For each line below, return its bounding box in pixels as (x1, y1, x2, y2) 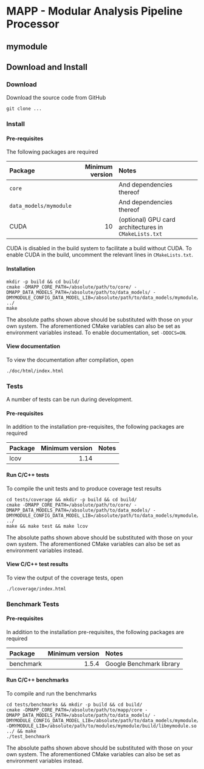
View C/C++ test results (6, 561, 69, 568)
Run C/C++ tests (6, 471, 50, 478)
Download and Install (6, 62, 88, 72)
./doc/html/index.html (6, 367, 64, 374)
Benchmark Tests (6, 600, 59, 608)
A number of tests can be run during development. (6, 396, 133, 403)
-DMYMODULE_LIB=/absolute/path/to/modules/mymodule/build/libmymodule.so (6, 723, 197, 730)
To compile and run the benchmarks (6, 690, 97, 697)
